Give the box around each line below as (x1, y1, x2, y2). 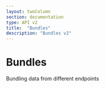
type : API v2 (6, 19, 38, 25)
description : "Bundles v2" (6, 31, 72, 36)
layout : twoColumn (6, 8, 51, 15)
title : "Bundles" (6, 25, 51, 31)
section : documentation (6, 14, 64, 20)
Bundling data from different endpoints (6, 75, 99, 82)
